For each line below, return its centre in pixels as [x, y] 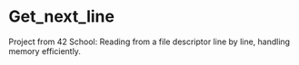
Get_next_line [62, 17]
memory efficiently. [45, 51]
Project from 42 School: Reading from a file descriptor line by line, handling [149, 42]
